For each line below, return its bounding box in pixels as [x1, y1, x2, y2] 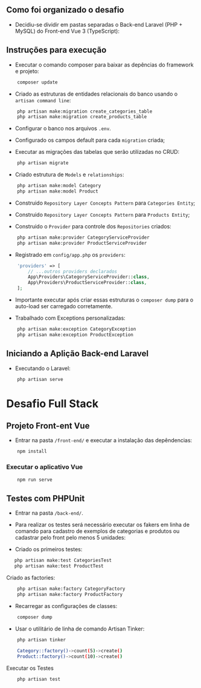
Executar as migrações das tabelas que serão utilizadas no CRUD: [14, 148, 180, 156]
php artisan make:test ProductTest [14, 563, 104, 569]
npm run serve [17, 477, 53, 483]
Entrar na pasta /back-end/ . [14, 509, 83, 517]
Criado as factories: [6, 574, 56, 581]
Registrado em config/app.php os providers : [14, 251, 126, 258]
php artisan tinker [17, 637, 66, 643]
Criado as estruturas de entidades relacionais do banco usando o [14, 90, 178, 98]
